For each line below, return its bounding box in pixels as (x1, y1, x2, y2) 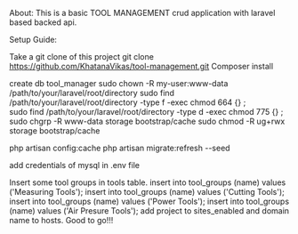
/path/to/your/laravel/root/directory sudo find (9, 88, 175, 98)
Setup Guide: (9, 35, 58, 44)
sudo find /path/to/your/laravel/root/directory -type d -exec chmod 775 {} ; (9, 107, 284, 117)
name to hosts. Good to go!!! (9, 215, 114, 225)
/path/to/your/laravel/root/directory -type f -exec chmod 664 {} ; (9, 97, 246, 108)
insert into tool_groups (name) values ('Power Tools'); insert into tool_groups (9, 196, 290, 206)
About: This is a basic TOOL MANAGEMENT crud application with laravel (9, 8, 276, 18)
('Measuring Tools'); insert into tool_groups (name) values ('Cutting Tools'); (9, 187, 285, 197)
